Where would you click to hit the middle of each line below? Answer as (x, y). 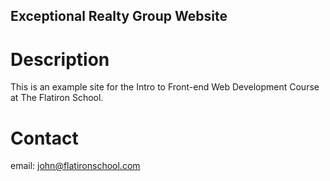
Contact (44, 138)
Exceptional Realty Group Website (119, 16)
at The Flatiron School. (57, 98)
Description (60, 59)
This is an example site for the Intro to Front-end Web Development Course (165, 87)
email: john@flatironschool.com (75, 166)
